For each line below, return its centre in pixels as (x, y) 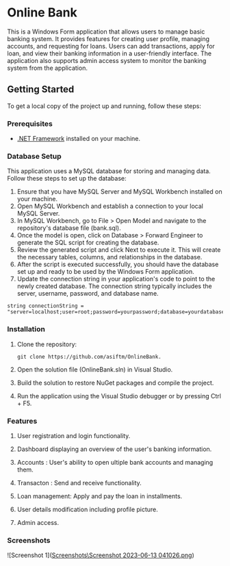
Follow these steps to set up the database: (67, 179)
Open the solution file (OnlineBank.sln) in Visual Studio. (95, 369)
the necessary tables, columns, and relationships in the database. (110, 257)
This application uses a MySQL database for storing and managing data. (109, 171)
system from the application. (47, 68)
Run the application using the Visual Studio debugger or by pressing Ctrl (119, 396)
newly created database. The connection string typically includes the (114, 286)
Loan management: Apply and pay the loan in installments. (100, 496)
